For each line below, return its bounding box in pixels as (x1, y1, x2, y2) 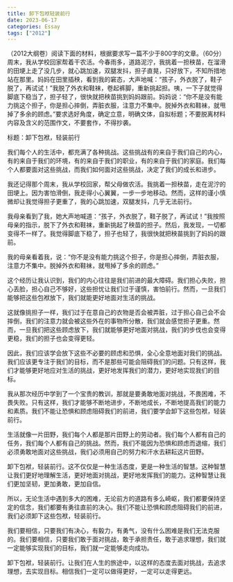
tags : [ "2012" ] (7, 29, 51, 37)
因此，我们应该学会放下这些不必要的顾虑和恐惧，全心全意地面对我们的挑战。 (7, 349, 226, 358)
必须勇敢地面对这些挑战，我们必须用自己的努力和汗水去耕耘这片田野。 (7, 448, 208, 456)
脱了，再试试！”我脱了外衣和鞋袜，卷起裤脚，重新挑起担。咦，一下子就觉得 (7, 84, 223, 92)
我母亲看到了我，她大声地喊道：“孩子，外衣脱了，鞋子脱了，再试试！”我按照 (7, 212, 225, 220)
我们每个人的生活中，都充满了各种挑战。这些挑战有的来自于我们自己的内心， (7, 148, 226, 157)
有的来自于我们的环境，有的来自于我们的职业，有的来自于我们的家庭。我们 (7, 157, 220, 165)
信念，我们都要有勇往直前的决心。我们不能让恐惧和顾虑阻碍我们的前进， (19, 503, 226, 511)
